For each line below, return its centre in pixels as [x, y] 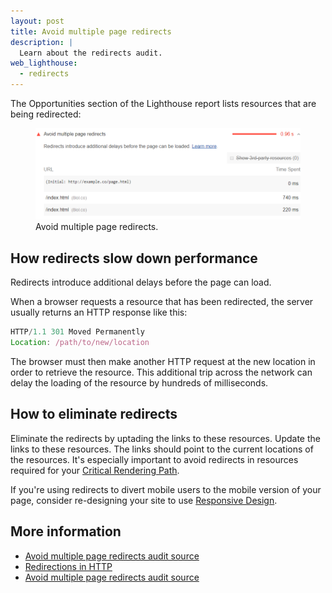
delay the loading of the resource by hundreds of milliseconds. [139, 383]
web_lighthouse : [44, 63]
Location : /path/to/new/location [80, 343]
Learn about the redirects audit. [91, 53]
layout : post [37, 21]
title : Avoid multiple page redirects [91, 31]
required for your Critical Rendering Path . [95, 470]
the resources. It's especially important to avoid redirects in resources [154, 459]
